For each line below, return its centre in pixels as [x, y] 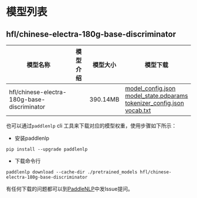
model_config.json [150, 88]
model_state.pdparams [157, 96]
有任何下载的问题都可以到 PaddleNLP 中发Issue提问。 [69, 189]
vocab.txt [138, 110]
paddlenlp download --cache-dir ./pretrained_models [72, 172]
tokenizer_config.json [155, 103]
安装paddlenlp [32, 138]
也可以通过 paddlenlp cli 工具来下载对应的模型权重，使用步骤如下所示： [91, 126]
